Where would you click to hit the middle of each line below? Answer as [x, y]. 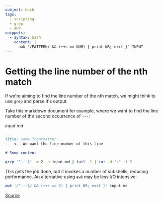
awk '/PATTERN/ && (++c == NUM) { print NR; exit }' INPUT [81, 47]
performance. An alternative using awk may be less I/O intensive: [71, 177]
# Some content [21, 153]
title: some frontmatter [31, 139]
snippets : [15, 33]
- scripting [22, 19]
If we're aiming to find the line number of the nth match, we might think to [80, 96]
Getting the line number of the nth [77, 71]
